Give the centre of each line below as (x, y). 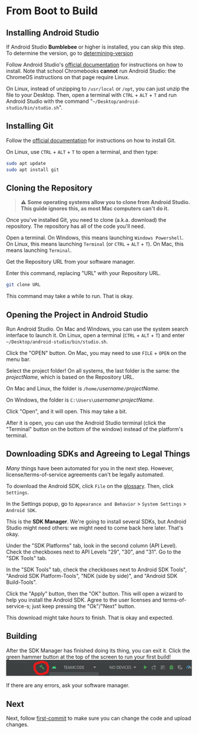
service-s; (19, 606)
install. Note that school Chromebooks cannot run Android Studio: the (91, 71)
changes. (17, 725)
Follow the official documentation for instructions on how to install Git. (91, 140)
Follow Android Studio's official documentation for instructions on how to (95, 64)
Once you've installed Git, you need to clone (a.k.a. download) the (86, 220)
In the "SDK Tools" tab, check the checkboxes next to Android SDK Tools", (97, 570)
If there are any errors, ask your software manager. (68, 686)
